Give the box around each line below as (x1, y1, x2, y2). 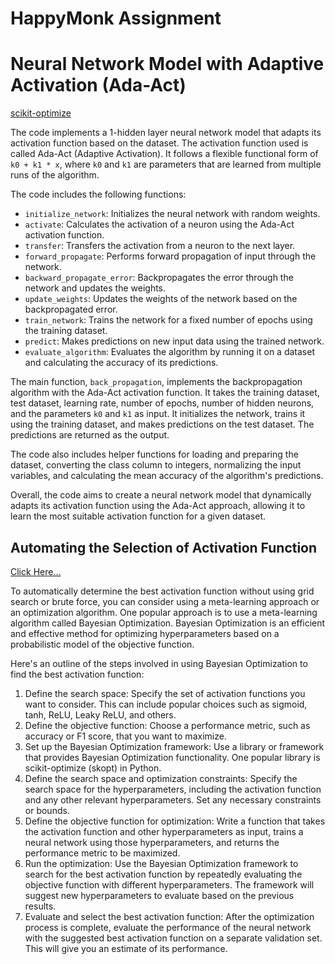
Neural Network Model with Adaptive (10, 53, 325, 76)
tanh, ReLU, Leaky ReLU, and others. (24, 708, 177, 721)
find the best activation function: (10, 668, 145, 680)
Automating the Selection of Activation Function (10, 539, 318, 556)
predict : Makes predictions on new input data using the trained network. (24, 335, 325, 347)
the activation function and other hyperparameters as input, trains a (24, 825, 304, 837)
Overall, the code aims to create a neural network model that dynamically (10, 489, 312, 501)
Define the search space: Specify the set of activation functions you (24, 687, 306, 699)
